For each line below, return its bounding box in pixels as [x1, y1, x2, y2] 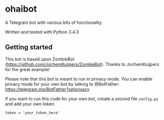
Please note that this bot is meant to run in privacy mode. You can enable [5, 76, 153, 81]
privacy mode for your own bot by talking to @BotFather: [5, 81, 120, 87]
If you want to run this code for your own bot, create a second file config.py [5, 96, 159, 101]
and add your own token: [5, 101, 55, 107]
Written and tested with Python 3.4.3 [5, 29, 79, 35]
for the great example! [5, 66, 50, 72]
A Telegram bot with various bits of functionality [5, 20, 102, 25]
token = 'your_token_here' [5, 110, 60, 115]
